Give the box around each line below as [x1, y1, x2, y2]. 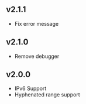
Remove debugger [14, 53, 60, 60]
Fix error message [14, 20, 59, 27]
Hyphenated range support [14, 91, 80, 98]
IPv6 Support [14, 85, 47, 92]
